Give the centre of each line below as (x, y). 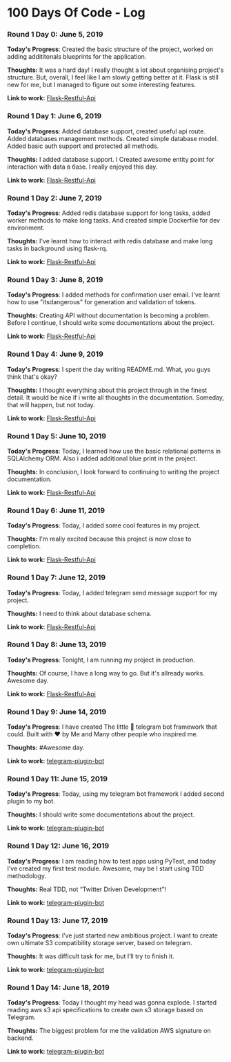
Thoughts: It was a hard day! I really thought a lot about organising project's (115, 70)
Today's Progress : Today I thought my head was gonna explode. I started (112, 1003)
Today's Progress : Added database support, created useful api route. (106, 131)
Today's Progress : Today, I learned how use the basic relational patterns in (114, 451)
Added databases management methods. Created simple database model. (113, 138)
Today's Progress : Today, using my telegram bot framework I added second (116, 794)
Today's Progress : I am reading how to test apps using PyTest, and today (111, 861)
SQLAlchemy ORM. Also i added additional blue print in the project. (102, 458)
